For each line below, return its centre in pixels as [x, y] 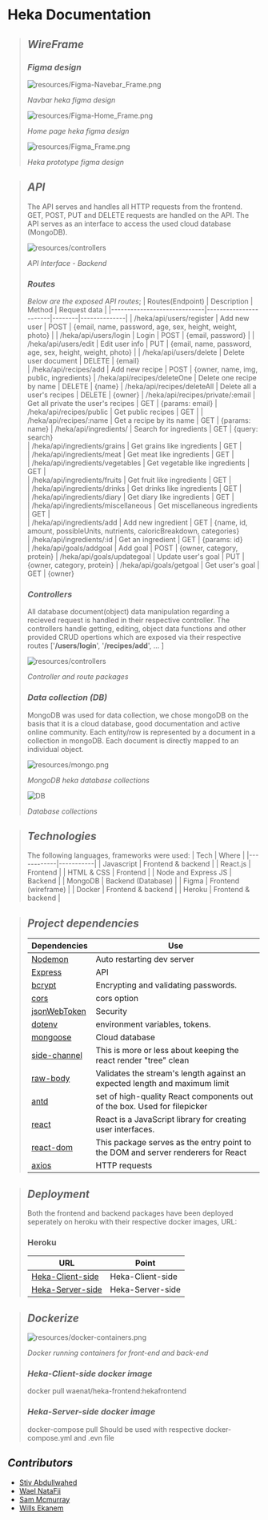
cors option [117, 999]
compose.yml [50, 1438]
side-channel [57, 1056]
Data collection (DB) [67, 698]
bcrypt [44, 985]
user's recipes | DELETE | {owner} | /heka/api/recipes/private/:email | [141, 395]
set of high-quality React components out [174, 1096]
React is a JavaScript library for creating [171, 1120]
